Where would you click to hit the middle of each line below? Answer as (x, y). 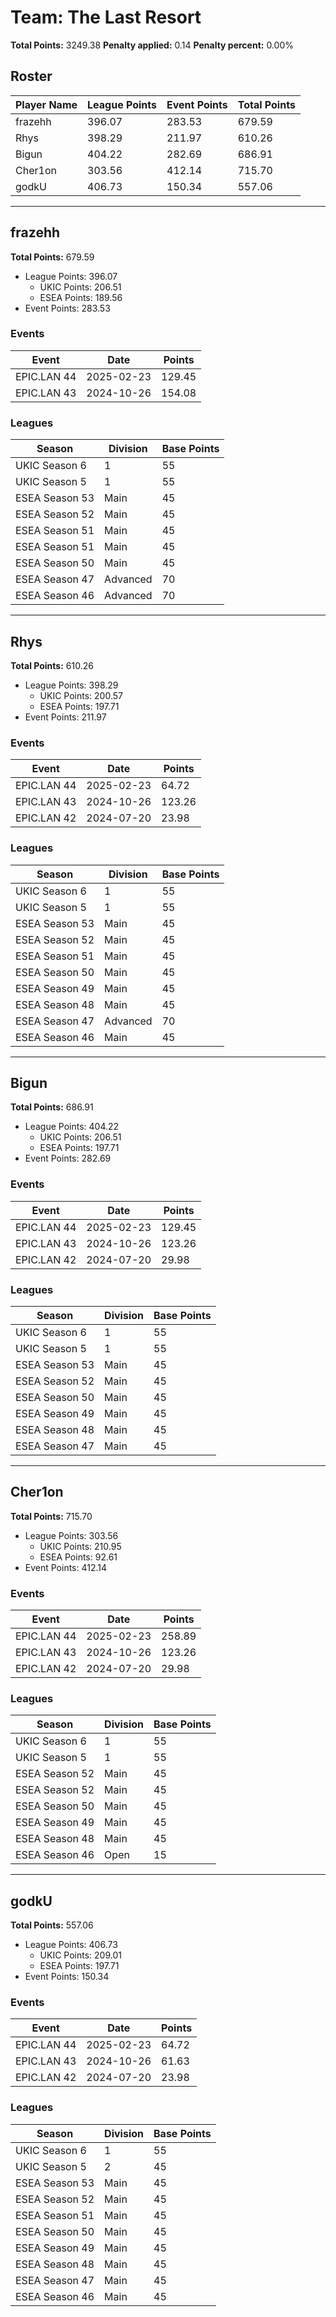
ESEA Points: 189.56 (81, 297)
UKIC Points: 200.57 (81, 695)
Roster (31, 76)
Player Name (46, 104)
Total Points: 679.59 (52, 257)
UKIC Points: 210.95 (80, 1546)
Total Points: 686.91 (52, 1107)
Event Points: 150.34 (67, 1977)
